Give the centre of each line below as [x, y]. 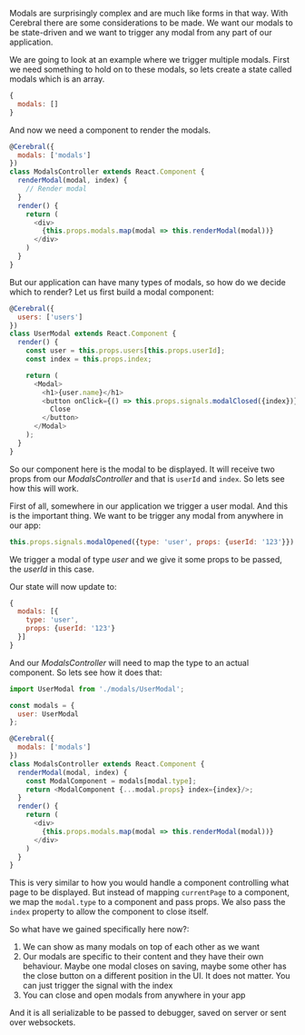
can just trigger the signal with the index [98, 986]
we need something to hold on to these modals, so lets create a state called [151, 69]
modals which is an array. [57, 79]
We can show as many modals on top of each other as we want [141, 947]
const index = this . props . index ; [89, 359]
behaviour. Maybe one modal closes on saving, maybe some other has [155, 966]
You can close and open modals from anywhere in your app [134, 995]
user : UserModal [48, 714]
